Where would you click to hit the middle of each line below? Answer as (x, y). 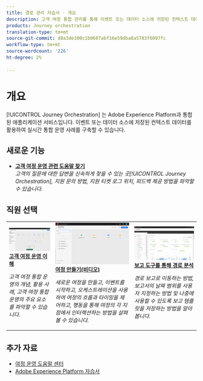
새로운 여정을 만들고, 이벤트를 (90, 282)
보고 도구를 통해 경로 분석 (164, 265)
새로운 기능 (26, 151)
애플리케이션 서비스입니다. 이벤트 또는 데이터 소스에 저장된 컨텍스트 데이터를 (102, 122)
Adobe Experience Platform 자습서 (57, 371)
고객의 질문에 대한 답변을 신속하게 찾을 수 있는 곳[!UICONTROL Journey (100, 174)
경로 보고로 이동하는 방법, (164, 278)
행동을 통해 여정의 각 (97, 305)
